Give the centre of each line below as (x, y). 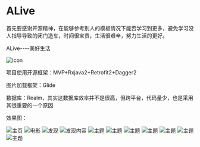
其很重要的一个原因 (30, 105)
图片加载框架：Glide (31, 85)
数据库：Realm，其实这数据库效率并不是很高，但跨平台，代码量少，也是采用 (100, 98)
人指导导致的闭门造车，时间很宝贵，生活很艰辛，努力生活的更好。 (87, 35)
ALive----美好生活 (28, 48)
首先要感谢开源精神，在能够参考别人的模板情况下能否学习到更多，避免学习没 (100, 28)
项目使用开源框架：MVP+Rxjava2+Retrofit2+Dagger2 (71, 72)
